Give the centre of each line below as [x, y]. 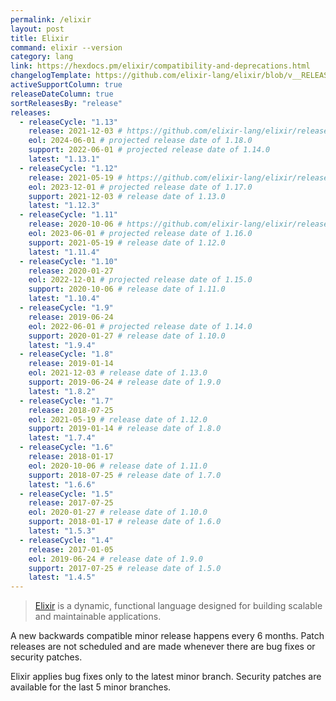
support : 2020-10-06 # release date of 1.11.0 [127, 289]
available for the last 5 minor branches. [91, 687]
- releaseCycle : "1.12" [68, 168]
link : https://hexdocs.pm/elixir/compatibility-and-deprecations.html [160, 66]
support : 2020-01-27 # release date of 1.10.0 [127, 336]
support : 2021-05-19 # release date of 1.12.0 [127, 242]
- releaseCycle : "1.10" [68, 261]
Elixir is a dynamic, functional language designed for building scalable [178, 606]
